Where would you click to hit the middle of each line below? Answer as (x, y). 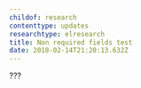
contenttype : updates (49, 26)
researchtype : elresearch (57, 34)
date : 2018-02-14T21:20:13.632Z (69, 51)
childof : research (43, 17)
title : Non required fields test (71, 42)
